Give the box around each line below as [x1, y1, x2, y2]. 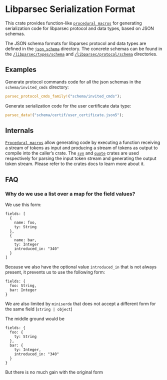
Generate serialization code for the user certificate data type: [5, 102, 131, 108]
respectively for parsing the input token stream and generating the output [5, 155, 156, 161]
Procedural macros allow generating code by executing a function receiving [5, 139, 160, 145]
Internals [5, 126, 34, 134]
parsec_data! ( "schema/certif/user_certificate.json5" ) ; [5, 112, 124, 117]
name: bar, [14, 237, 37, 242]
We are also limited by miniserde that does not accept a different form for [5, 301, 156, 306]
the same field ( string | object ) [5, 306, 72, 312]
